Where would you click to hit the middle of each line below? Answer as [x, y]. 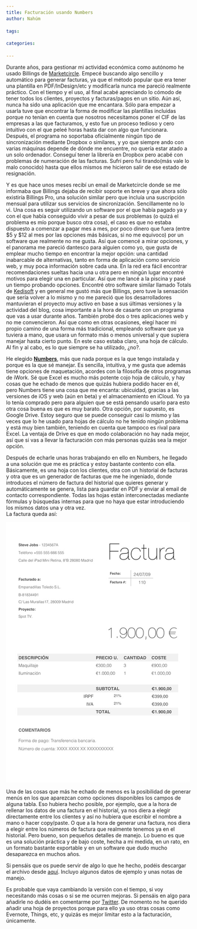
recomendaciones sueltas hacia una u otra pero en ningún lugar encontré [95, 272]
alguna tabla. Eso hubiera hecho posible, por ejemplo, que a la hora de [92, 804]
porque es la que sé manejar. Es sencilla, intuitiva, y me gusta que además [96, 365]
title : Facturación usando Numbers [50, 12]
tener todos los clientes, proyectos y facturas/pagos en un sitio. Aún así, [94, 98]
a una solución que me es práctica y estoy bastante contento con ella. [91, 464]
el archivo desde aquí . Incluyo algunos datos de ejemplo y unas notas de [94, 871]
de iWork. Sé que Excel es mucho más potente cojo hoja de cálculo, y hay [96, 377]
